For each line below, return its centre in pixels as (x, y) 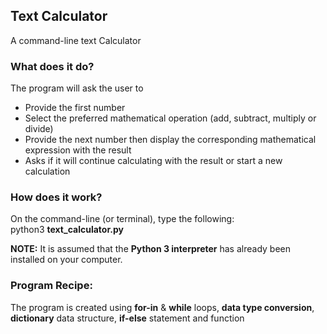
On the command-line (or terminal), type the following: (122, 219)
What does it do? (52, 66)
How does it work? (56, 197)
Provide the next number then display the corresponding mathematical (170, 140)
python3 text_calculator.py (67, 230)
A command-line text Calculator (76, 40)
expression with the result (78, 150)
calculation (47, 171)
